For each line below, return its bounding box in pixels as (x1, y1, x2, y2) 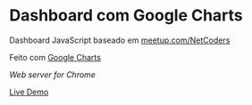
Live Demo (9, 86, 49, 97)
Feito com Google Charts (9, 52, 101, 62)
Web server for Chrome (9, 69, 97, 80)
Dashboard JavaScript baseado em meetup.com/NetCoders (9, 35, 231, 45)
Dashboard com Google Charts (9, 5, 243, 26)
